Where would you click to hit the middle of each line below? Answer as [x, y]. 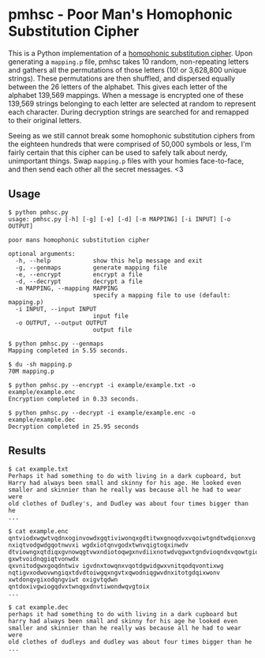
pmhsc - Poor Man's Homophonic [120, 15]
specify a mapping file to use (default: [162, 295]
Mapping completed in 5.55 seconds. [68, 350]
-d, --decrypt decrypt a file [79, 281]
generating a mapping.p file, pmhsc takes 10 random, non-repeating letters [129, 62]
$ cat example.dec [38, 607]
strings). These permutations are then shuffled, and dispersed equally [122, 78]
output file [112, 329]
